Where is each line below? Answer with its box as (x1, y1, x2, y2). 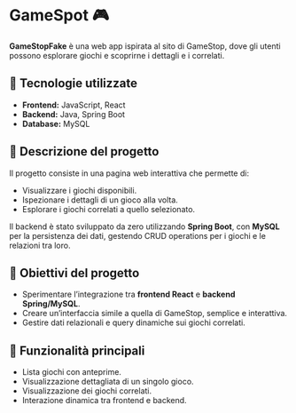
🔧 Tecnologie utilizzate (9, 75, 138, 91)
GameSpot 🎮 (9, 5, 110, 26)
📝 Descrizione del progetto (9, 144, 160, 159)
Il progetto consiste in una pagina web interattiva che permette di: (9, 168, 250, 179)
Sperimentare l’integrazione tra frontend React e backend (21, 289, 236, 300)
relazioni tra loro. (9, 240, 71, 250)
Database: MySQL (21, 118, 90, 129)
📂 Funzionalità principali (9, 343, 145, 358)
